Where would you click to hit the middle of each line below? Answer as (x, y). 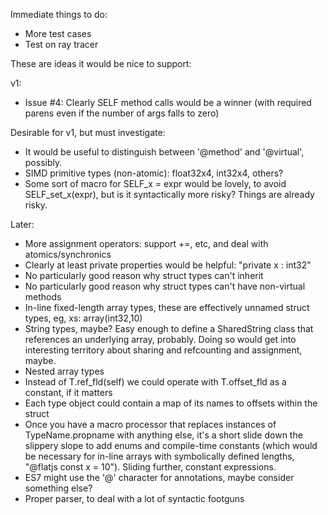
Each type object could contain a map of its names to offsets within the (171, 403)
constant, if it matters (68, 392)
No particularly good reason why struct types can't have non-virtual (165, 286)
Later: (22, 224)
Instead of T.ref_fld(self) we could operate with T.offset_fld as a (155, 382)
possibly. (43, 162)
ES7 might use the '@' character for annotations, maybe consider (159, 477)
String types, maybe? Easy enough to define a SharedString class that (169, 328)
